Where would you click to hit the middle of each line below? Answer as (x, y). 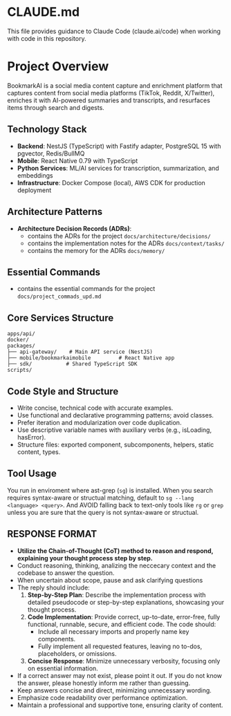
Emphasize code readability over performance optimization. (102, 697)
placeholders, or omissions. (77, 653)
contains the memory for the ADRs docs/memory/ (96, 250)
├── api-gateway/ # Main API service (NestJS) (80, 352)
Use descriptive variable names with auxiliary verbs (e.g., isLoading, (114, 430)
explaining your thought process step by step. (85, 558)
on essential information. (63, 668)
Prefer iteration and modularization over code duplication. (99, 422)
